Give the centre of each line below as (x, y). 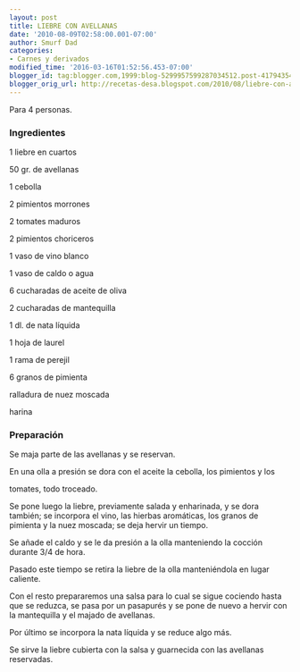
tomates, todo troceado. (54, 489)
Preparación (37, 434)
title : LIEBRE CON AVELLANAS (63, 26)
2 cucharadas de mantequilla (62, 307)
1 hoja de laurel (37, 342)
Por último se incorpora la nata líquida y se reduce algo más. (121, 633)
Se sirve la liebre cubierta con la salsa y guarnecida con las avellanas (137, 650)
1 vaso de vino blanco (49, 256)
